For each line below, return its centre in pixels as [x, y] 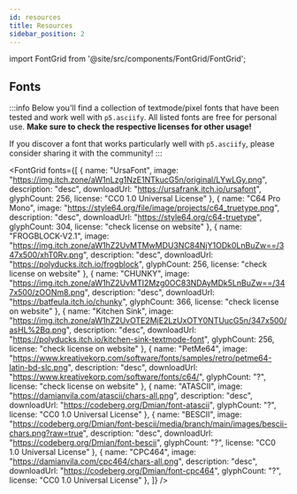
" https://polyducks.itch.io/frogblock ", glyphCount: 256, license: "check [138, 264]
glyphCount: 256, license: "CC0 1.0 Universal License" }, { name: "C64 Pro [145, 199]
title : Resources [41, 26]
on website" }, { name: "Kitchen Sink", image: [91, 311]
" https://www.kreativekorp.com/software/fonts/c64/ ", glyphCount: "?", [138, 377]
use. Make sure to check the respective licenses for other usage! [130, 127]
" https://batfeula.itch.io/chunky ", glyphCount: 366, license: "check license [144, 302]
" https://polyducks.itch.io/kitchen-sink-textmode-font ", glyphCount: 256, [142, 339]
